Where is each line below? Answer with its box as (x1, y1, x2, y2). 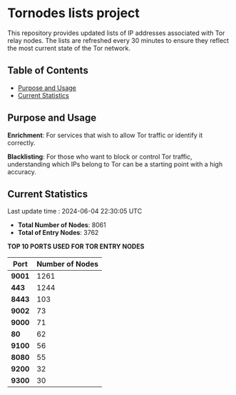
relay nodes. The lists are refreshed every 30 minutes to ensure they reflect (7, 36, 230, 44)
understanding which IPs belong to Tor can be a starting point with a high (7, 159, 223, 169)
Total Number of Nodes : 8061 (17, 221, 106, 229)
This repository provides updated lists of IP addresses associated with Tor (7, 29, 225, 37)
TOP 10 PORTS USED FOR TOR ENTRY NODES (7, 242, 145, 251)
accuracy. (7, 167, 37, 176)
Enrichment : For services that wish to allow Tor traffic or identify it (7, 131, 203, 139)
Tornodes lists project (7, 5, 140, 21)
